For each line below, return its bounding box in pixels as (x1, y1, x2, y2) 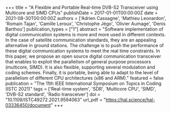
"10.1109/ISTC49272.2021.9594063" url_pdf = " (5, 97, 106, 103)
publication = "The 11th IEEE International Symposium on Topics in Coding (5, 80, 162, 86)
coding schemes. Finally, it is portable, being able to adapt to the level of (5, 70, 159, 76)
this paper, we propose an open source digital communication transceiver (5, 53, 161, 59)
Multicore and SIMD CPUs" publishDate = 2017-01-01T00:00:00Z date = (5, 10, 158, 16)
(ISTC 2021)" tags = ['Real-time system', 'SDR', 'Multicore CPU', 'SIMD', (5, 86, 157, 92)
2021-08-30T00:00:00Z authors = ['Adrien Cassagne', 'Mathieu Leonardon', (5, 15, 166, 21)
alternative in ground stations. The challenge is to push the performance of (5, 42, 164, 48)
